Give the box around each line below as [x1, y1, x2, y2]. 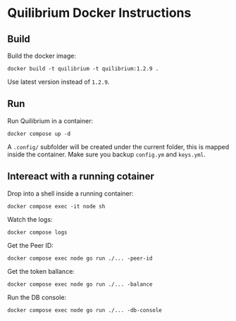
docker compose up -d [7, 130, 71, 137]
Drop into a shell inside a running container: [7, 189, 134, 198]
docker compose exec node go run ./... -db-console [7, 306, 162, 314]
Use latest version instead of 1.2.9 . [7, 77, 110, 86]
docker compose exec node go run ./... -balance [7, 280, 153, 288]
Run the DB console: [7, 293, 67, 301]
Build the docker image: [7, 51, 76, 60]
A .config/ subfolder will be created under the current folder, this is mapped [7, 142, 230, 151]
